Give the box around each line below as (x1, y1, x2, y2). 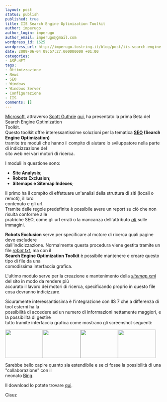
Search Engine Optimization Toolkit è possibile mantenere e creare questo (5, 253, 160, 259)
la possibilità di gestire (5, 314, 51, 320)
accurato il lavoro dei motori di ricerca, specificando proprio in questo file (5, 283, 156, 289)
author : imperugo (5, 26, 41, 31)
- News (5, 72, 19, 77)
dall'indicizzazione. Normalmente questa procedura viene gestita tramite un (5, 242, 161, 248)
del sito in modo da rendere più (5, 278, 69, 284)
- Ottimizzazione (5, 68, 41, 73)
